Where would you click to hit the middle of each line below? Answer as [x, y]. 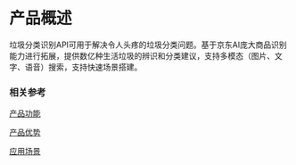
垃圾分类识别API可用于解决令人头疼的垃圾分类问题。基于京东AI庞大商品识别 [148, 45]
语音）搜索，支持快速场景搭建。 [83, 67]
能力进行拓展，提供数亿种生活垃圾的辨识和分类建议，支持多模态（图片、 [142, 55]
